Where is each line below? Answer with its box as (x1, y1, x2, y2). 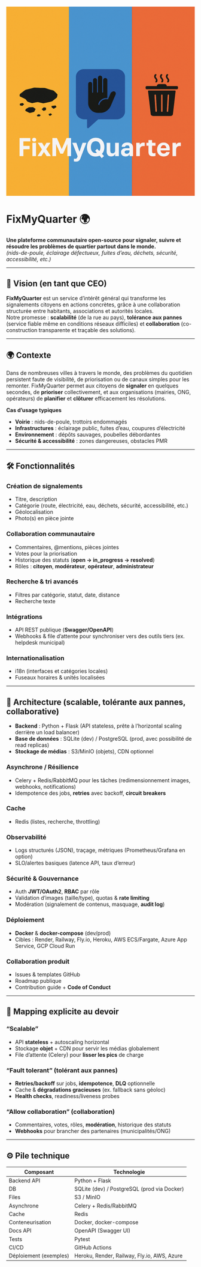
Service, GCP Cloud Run (14, 942, 75, 949)
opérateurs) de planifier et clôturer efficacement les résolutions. (6, 395, 166, 402)
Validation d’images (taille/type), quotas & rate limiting (14, 895, 150, 902)
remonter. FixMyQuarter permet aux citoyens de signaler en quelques (6, 382, 179, 389)
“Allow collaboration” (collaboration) (6, 1107, 115, 1116)
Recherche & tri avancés (6, 577, 79, 586)
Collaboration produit (6, 957, 70, 965)
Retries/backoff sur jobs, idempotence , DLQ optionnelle (14, 1080, 156, 1087)
